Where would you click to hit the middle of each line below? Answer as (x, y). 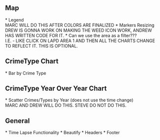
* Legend (14, 20)
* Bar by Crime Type (26, 73)
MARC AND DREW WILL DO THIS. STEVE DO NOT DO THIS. (66, 105)
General (18, 121)
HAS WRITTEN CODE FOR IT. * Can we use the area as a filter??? (71, 35)
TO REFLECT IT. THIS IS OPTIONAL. (41, 46)
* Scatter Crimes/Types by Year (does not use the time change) (69, 100)
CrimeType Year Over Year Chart (56, 88)
